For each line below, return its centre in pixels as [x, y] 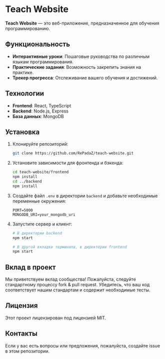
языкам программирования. [43, 62]
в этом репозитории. [27, 351]
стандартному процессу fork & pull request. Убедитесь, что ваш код [77, 285]
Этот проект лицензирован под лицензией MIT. [56, 318]
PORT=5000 [23, 210]
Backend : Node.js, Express [40, 111]
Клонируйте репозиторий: [40, 144]
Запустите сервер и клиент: [42, 224]
